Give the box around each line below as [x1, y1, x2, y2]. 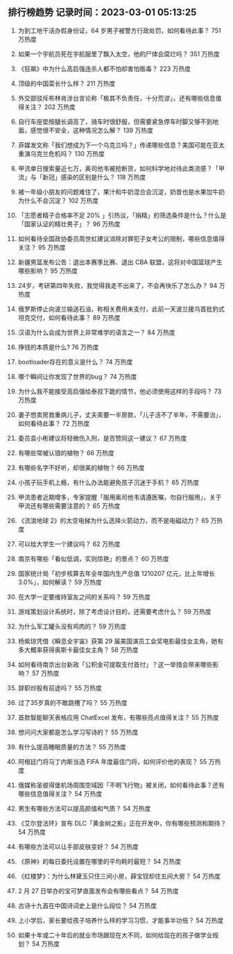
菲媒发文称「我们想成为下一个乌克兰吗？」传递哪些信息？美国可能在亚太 [17, 141, 225, 149]
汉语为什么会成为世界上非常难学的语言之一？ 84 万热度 [17, 328, 175, 337]
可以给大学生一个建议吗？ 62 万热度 [17, 540, 121, 548]
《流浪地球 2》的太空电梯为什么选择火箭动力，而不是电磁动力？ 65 [17, 516, 209, 525]
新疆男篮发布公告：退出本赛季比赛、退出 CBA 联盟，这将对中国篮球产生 [17, 257, 223, 266]
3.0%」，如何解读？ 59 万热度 [17, 578, 103, 586]
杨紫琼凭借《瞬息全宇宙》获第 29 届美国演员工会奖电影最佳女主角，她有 [17, 637, 224, 645]
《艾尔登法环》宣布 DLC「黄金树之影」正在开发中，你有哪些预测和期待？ [17, 819, 227, 827]
